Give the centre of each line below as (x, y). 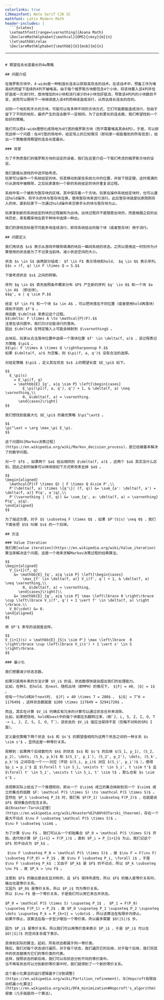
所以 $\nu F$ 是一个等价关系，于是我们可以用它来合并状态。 (59, 894)
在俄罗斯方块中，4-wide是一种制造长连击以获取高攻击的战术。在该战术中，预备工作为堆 (81, 84)
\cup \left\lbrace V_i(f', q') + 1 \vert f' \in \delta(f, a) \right (77, 600)
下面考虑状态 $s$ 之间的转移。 (32, 275)
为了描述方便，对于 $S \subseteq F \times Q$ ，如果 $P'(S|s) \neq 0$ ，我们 (81, 519)
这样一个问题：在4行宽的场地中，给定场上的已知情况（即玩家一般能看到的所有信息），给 (83, 134)
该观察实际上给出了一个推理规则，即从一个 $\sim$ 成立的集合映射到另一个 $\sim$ (78, 787)
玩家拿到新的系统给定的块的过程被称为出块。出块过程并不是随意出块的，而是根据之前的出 (81, 213)
